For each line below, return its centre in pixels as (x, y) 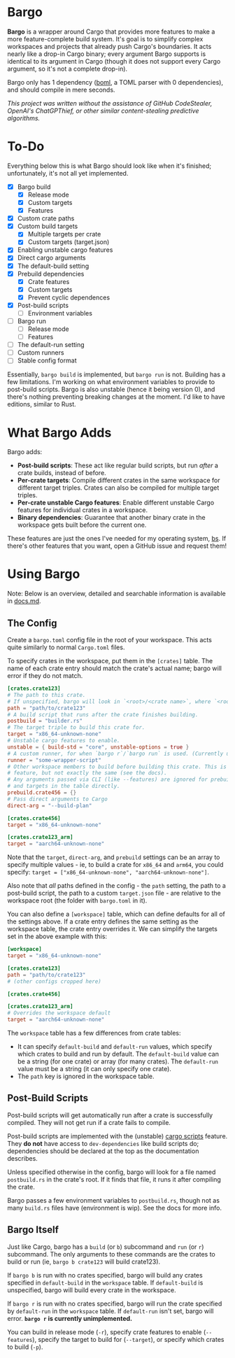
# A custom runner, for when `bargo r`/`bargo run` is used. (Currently (115, 754)
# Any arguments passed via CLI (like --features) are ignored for (108, 780)
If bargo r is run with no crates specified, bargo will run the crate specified (115, 1303)
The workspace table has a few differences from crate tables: (94, 1033)
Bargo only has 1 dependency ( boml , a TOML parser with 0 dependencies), (115, 82)
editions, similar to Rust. (42, 404)
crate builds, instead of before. (62, 473)
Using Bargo (44, 574)
